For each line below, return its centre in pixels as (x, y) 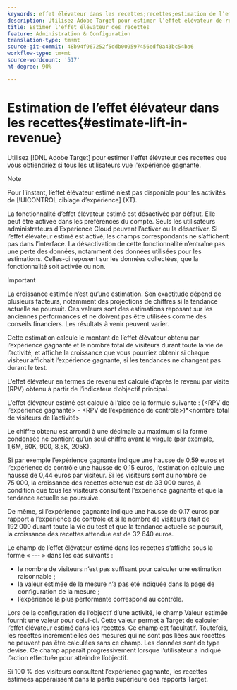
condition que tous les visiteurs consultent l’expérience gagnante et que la (115, 490)
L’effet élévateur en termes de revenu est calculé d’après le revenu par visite (118, 381)
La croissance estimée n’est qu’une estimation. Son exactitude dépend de (114, 294)
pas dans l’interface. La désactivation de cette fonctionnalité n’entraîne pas (116, 243)
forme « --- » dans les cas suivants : (60, 555)
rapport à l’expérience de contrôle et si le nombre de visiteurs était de (109, 519)
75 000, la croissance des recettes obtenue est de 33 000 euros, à (104, 483)
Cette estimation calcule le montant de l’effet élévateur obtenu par (103, 338)
